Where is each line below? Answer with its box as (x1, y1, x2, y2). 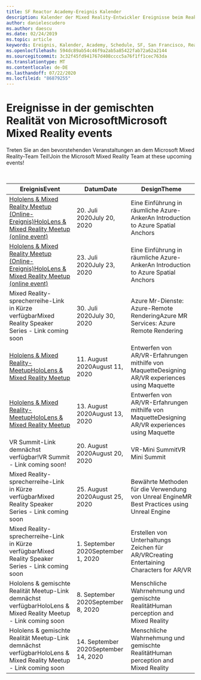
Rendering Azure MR (130, 312, 188, 320)
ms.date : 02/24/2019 (6, 31, 58, 37)
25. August (77, 485, 108, 493)
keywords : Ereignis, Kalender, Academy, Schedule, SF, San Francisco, (6, 42, 186, 48)
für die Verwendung (130, 485, 187, 493)
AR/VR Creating (130, 551, 173, 559)
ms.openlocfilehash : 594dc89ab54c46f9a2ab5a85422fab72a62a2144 (6, 48, 167, 54)
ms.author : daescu (6, 25, 52, 32)
